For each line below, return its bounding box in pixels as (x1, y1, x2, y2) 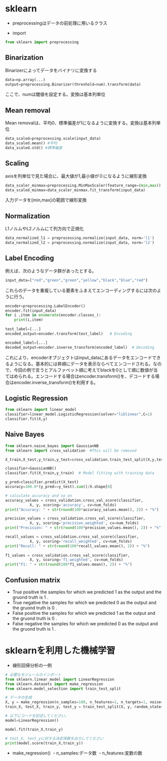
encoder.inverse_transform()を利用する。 (13, 379, 98, 385)
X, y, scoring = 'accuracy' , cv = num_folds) (29, 502, 117, 507)
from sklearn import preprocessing (5, 39, 79, 45)
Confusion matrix (5, 575, 61, 584)
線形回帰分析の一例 (12, 662, 52, 668)
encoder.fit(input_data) (5, 308, 57, 313)
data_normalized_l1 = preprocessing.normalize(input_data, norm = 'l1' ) (5, 236, 155, 241)
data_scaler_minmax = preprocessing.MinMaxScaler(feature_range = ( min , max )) (5, 183, 162, 188)
